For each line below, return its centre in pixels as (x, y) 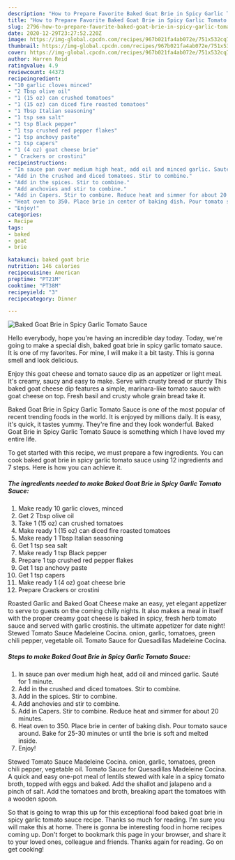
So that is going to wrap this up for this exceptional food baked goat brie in (115, 813)
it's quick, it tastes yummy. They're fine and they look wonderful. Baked (111, 424)
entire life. (22, 439)
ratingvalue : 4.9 (33, 66)
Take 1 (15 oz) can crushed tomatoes (71, 523)
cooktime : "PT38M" (35, 286)
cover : (17, 53)
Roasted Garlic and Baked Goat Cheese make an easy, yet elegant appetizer (117, 603)
